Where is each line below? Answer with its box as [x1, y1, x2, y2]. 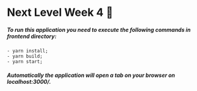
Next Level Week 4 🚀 [7, 5, 113, 20]
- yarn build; [7, 53, 43, 60]
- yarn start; [7, 59, 43, 65]
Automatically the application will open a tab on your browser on [7, 71, 176, 79]
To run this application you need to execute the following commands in [7, 26, 191, 33]
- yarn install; [7, 48, 48, 54]
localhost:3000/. [7, 78, 51, 85]
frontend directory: [7, 32, 57, 40]
